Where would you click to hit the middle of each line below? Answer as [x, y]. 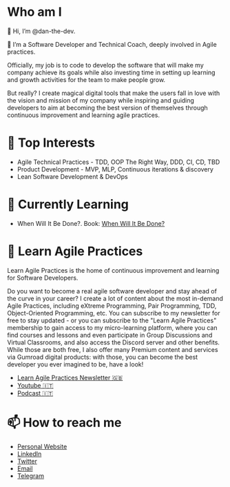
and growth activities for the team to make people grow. [86, 79]
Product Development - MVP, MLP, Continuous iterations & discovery [115, 169]
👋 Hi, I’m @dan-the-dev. [41, 31]
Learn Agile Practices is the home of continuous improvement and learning [113, 270]
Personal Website [42, 446]
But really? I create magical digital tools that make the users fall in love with [114, 93]
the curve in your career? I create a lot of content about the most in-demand [115, 298]
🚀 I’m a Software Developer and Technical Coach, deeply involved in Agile [112, 44]
